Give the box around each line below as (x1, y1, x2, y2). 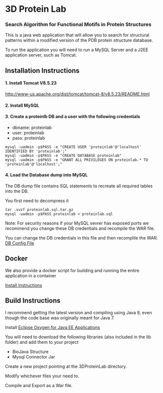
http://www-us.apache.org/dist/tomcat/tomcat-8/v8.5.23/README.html (5, 91, 150, 97)
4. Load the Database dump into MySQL (5, 172, 88, 178)
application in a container (5, 272, 56, 278)
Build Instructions (5, 297, 61, 305)
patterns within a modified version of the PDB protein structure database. (5, 37, 153, 43)
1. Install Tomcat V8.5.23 (5, 80, 57, 86)
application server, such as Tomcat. (5, 52, 77, 58)
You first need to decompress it (5, 198, 69, 204)
